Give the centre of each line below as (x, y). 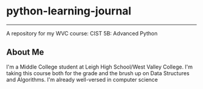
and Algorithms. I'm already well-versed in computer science (82, 79)
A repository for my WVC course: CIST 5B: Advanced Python (82, 33)
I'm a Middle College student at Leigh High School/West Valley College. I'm (100, 67)
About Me (25, 52)
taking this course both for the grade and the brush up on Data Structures (98, 73)
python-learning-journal (69, 11)
